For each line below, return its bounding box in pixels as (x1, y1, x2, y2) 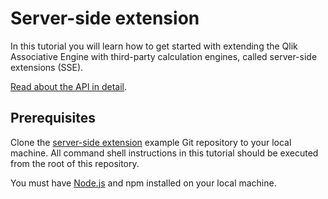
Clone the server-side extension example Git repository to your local (10, 136, 292, 148)
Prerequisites (10, 110, 96, 127)
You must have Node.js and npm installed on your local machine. (10, 177, 277, 189)
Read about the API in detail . (10, 80, 128, 92)
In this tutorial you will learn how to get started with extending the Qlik (10, 40, 298, 52)
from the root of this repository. (10, 157, 140, 169)
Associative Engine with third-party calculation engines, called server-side (10, 50, 318, 62)
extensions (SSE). (10, 61, 84, 73)
